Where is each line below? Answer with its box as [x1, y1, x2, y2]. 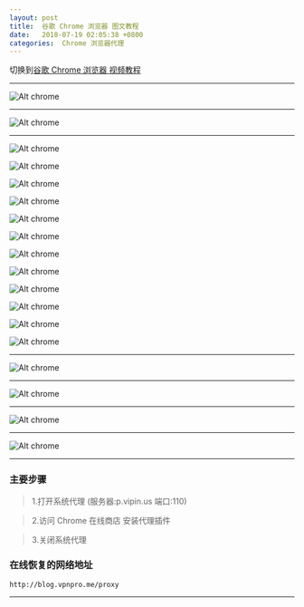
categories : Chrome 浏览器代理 [9, 38, 125, 48]
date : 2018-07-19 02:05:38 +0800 [9, 30, 144, 39]
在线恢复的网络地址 [9, 559, 93, 572]
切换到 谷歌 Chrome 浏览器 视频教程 [9, 64, 142, 75]
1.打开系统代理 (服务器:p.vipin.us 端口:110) [31, 496, 187, 506]
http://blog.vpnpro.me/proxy [9, 580, 119, 589]
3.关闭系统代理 [31, 534, 88, 544]
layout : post [9, 13, 59, 23]
